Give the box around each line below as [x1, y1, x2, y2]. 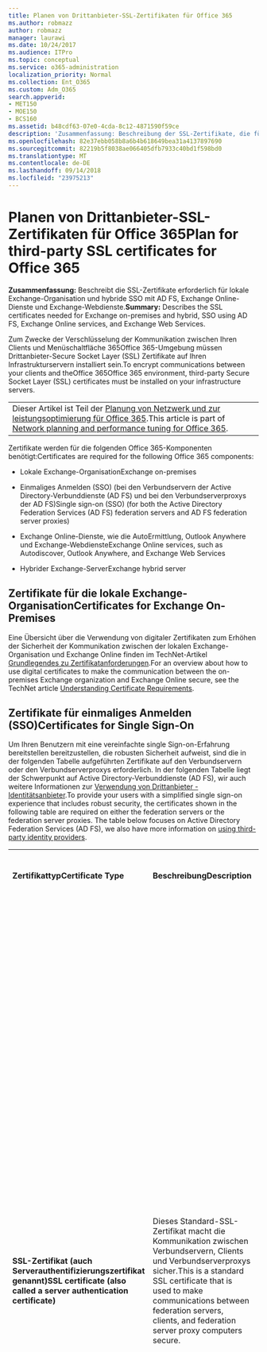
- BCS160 [8, 115, 37, 123]
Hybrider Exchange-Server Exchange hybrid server [19, 563, 187, 573]
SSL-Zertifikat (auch [12, 1256, 93, 1267]
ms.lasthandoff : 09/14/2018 [8, 167, 102, 175]
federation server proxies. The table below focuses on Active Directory [8, 816, 241, 825]
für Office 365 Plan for [91, 226, 239, 243]
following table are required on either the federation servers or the [8, 807, 225, 817]
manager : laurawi [8, 33, 66, 42]
